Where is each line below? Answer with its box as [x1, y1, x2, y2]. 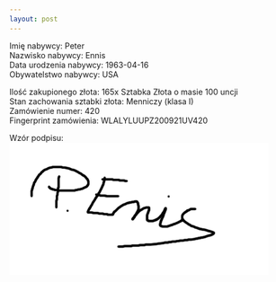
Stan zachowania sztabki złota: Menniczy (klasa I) [9, 95, 194, 107]
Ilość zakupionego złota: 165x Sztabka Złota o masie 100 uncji [9, 86, 238, 97]
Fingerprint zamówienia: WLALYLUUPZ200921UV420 [9, 115, 209, 126]
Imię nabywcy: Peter [9, 40, 85, 51]
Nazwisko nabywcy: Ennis [9, 49, 106, 60]
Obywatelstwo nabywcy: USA [9, 68, 120, 80]
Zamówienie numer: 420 [9, 105, 101, 116]
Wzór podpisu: [9, 132, 65, 143]
